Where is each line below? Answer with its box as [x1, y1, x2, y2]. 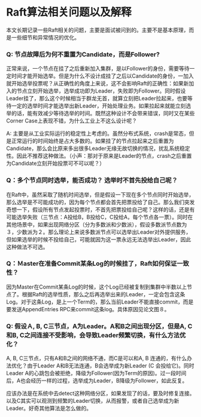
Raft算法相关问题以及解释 [6, 5, 132, 19]
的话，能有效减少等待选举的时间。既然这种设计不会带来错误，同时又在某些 [11, 110, 195, 117]
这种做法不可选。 [6, 243, 48, 250]
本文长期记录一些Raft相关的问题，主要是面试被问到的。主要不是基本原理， [6, 26, 190, 33]
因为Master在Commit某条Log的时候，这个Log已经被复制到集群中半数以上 [6, 283, 187, 290]
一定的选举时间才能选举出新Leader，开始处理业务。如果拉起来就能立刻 [11, 102, 187, 109]
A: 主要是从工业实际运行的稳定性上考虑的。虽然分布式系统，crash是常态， [6, 130, 190, 137]
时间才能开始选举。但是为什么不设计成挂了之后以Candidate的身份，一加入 [11, 72, 194, 79]
